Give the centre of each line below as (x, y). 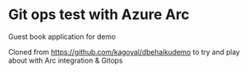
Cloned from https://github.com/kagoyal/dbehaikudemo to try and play (124, 52)
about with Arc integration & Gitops (66, 60)
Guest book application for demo (62, 36)
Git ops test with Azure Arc (99, 15)
